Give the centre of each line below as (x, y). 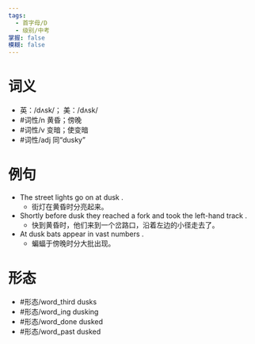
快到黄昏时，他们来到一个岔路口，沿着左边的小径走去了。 (125, 225)
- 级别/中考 (32, 30)
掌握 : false (27, 38)
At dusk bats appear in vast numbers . (82, 234)
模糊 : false (27, 45)
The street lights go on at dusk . (72, 197)
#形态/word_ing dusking (59, 312)
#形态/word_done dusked (61, 321)
